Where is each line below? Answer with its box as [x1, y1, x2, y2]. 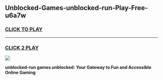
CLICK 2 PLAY [5, 44, 39, 51]
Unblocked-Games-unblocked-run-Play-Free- [5, 4, 148, 12]
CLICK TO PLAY [5, 26, 43, 33]
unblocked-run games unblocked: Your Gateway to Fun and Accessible [5, 64, 151, 70]
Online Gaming [5, 69, 36, 75]
